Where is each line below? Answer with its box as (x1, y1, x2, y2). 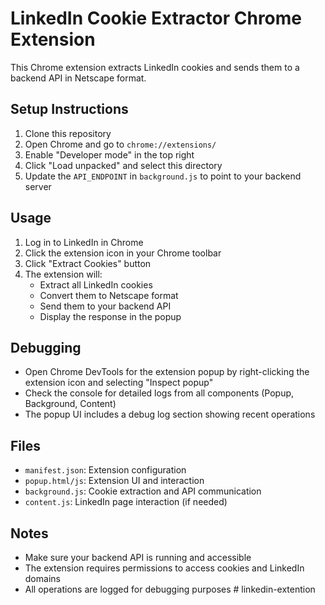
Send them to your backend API (39, 300, 172, 312)
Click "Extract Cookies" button (24, 257, 152, 269)
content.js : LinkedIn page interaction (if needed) (24, 496, 228, 508)
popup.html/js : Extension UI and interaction (24, 475, 205, 487)
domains (24, 573, 61, 584)
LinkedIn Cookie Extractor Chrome (10, 7, 303, 30)
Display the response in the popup (39, 310, 182, 322)
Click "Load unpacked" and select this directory (24, 159, 223, 171)
